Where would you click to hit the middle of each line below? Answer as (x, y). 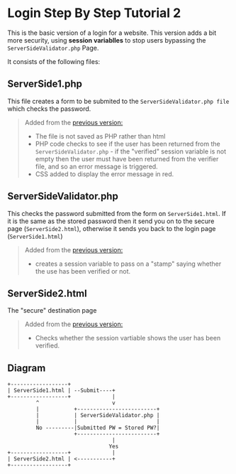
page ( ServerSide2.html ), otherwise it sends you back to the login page (112, 228)
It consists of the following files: (54, 61)
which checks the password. (49, 109)
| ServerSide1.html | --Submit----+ (61, 391)
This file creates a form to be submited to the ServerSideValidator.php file (118, 101)
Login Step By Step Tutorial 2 (94, 13)
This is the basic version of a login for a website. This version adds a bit (112, 33)
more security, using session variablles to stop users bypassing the (107, 40)
